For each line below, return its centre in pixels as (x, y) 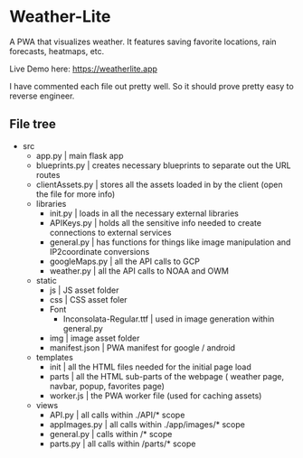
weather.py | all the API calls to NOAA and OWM (139, 271)
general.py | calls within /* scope (111, 434)
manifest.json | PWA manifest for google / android (142, 347)
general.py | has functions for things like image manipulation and (170, 242)
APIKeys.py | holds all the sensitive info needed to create (156, 222)
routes (48, 174)
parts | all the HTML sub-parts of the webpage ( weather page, (167, 376)
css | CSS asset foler (89, 299)
